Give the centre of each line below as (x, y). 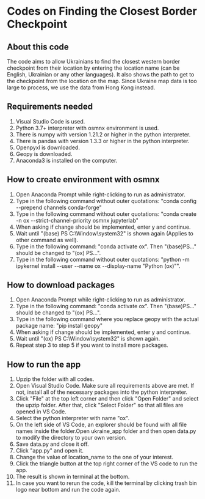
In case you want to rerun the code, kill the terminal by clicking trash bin (106, 483)
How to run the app (44, 364)
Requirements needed (50, 107)
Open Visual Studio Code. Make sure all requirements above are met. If (105, 386)
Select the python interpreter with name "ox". (73, 418)
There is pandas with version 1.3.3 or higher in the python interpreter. (103, 141)
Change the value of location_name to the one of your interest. (94, 457)
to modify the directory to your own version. (71, 438)
